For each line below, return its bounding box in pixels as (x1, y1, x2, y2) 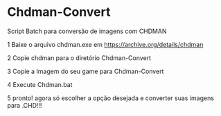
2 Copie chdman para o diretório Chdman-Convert (7, 53, 151, 62)
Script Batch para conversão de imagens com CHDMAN (7, 27, 167, 35)
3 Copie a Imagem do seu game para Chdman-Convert (7, 67, 164, 75)
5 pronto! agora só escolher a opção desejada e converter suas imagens (7, 94, 215, 102)
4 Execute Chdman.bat (7, 80, 73, 88)
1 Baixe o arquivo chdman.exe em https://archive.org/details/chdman (7, 40, 204, 48)
